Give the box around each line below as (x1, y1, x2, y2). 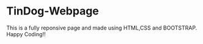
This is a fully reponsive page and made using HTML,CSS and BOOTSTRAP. (6, 24, 197, 31)
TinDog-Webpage (6, 4, 99, 18)
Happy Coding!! (6, 30, 46, 37)
